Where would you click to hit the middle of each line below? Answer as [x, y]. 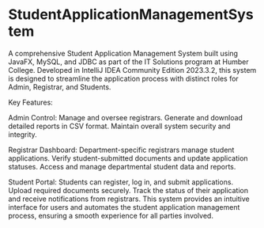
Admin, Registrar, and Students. [60, 87]
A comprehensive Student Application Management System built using [123, 53]
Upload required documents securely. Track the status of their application [128, 190]
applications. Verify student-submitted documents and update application [128, 158]
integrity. [23, 134]
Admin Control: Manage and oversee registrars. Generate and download [126, 117]
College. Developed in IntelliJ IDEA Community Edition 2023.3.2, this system [132, 70]
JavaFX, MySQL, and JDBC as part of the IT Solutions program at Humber [128, 62]
